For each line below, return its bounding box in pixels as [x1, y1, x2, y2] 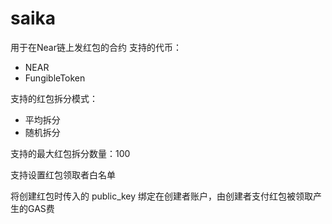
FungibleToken [24, 72, 86, 84]
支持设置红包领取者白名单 [10, 168, 116, 181]
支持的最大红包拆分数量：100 [10, 147, 131, 159]
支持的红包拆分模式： [10, 92, 98, 104]
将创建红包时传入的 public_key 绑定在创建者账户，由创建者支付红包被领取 [10, 190, 314, 202]
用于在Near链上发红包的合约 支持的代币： [10, 41, 182, 53]
